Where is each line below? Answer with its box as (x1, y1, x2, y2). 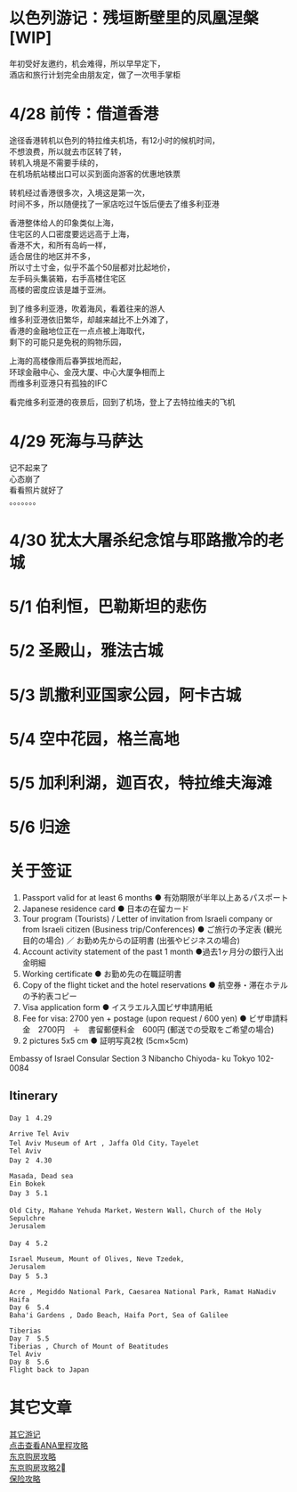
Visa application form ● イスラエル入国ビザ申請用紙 (21, 1002, 213, 1013)
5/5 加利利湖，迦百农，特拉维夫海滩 (9, 772, 273, 793)
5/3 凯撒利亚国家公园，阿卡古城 (9, 685, 242, 705)
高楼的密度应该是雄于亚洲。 (9, 284, 111, 295)
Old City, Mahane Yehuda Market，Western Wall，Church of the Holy (9, 1206, 262, 1215)
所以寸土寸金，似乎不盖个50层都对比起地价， (9, 262, 175, 273)
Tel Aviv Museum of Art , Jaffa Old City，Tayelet (9, 1138, 200, 1147)
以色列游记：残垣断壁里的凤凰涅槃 (9, 8, 260, 29)
